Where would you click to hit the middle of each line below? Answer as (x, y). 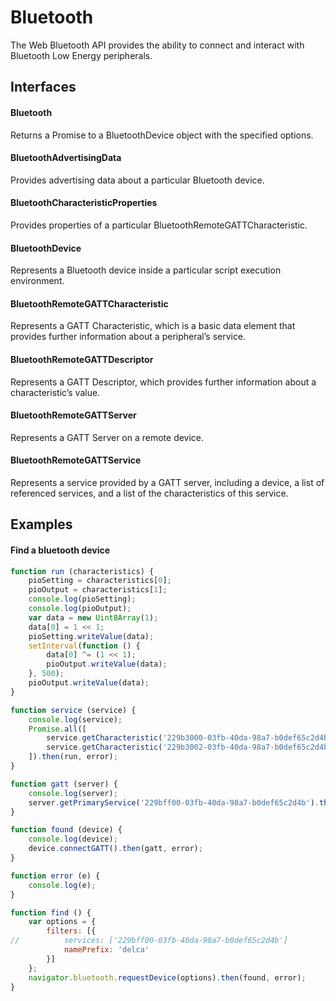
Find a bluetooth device (60, 550)
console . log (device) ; (73, 839)
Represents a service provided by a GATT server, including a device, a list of (167, 482)
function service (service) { (73, 710)
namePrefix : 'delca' (106, 950)
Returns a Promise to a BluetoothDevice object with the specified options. (162, 135)
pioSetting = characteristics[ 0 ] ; (100, 581)
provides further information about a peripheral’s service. (128, 337)
